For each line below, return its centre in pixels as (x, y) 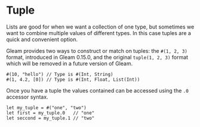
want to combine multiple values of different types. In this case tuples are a (99, 33)
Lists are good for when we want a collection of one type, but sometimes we (100, 27)
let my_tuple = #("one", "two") (46, 107)
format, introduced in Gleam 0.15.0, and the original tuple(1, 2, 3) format (97, 57)
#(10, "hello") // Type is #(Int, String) (60, 74)
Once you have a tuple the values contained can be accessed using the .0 (98, 90)
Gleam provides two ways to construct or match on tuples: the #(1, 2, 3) (97, 50)
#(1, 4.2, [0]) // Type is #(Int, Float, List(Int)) (73, 80)
